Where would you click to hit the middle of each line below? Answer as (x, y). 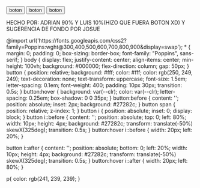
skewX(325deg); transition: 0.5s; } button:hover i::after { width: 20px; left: (97, 161)
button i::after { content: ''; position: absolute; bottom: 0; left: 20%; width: (97, 148)
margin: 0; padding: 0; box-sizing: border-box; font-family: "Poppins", (92, 53)
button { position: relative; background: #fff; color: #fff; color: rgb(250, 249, (100, 72)
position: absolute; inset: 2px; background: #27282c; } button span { (91, 104)
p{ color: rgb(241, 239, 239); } (43, 179)
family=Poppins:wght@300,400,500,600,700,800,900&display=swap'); (95, 47)
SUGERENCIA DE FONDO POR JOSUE (53, 29)
